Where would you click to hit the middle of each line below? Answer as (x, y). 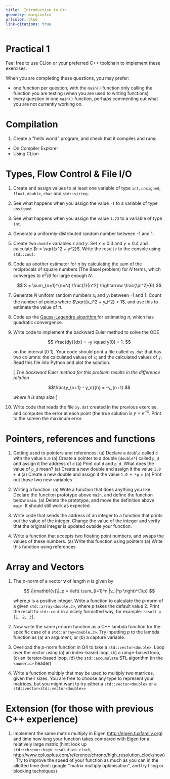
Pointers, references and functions (81, 439)
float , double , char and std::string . (51, 194)
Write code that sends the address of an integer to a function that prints (88, 516)
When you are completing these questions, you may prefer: (68, 78)
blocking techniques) (35, 771)
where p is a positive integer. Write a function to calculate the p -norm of (88, 601)
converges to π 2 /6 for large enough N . (53, 275)
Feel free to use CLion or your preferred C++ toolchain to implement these (83, 63)
